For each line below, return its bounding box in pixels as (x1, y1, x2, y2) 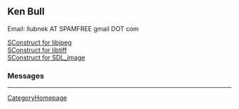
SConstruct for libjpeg (7, 38, 73, 47)
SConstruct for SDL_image (7, 53, 85, 62)
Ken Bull (7, 6, 45, 18)
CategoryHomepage (7, 93, 68, 102)
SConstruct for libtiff (7, 45, 68, 54)
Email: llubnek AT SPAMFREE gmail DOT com (7, 24, 139, 33)
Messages (7, 71, 45, 81)
